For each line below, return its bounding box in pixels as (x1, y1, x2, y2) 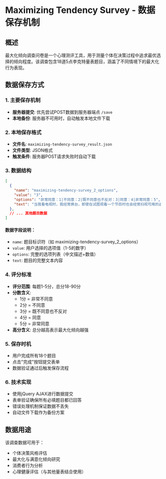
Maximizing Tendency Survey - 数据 (5, 4, 156, 16)
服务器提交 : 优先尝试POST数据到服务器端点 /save (12, 109, 113, 115)
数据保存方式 (5, 80, 44, 89)
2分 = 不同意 (19, 302, 45, 308)
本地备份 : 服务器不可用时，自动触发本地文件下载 (12, 115, 110, 121)
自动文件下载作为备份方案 (12, 410, 65, 415)
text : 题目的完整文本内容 (12, 258, 63, 264)
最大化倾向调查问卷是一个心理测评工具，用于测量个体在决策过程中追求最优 (5, 53, 157, 58)
